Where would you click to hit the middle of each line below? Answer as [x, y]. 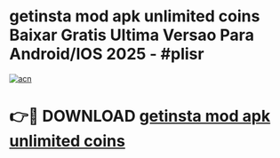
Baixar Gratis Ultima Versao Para [132, 35]
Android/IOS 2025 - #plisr [107, 54]
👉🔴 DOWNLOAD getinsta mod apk [140, 116]
